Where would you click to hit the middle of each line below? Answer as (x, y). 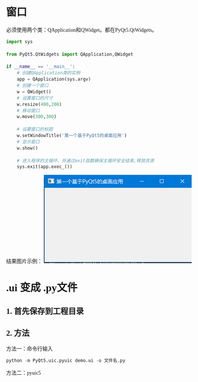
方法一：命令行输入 (30, 348)
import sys (20, 42)
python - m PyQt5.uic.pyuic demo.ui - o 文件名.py (66, 360)
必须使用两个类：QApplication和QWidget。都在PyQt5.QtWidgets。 (82, 30)
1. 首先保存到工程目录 (45, 311)
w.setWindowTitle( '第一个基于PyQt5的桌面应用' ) (72, 136)
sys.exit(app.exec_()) (45, 167)
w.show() (27, 148)
